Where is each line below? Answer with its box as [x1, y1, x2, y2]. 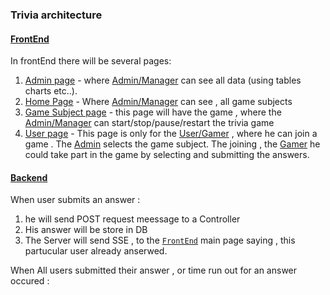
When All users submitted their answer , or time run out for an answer [10, 264, 298, 277]
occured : [10, 275, 50, 287]
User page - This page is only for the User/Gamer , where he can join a [24, 128, 318, 140]
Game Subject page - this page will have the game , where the [24, 106, 282, 118]
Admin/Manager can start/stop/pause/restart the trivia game [24, 117, 275, 129]
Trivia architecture [10, 8, 103, 22]
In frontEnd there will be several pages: [10, 55, 172, 67]
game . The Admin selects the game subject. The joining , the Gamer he [24, 138, 321, 150]
